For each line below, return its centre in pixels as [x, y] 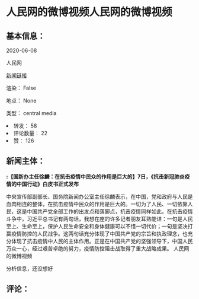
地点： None [21, 101]
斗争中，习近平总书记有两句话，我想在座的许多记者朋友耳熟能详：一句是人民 [99, 219]
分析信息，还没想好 [30, 268]
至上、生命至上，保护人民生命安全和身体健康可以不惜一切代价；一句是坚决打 [99, 226]
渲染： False [21, 88]
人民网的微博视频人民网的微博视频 [89, 12]
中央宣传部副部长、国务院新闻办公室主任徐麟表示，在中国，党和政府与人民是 [99, 196]
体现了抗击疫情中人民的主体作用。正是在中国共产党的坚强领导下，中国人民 [102, 241]
